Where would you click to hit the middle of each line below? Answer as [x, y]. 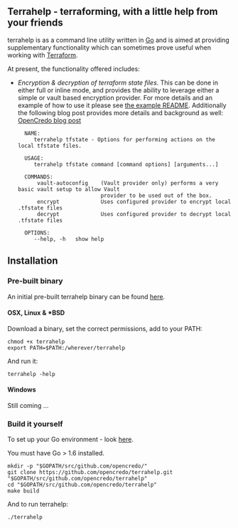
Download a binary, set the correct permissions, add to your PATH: [105, 328]
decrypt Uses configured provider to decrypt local [134, 214]
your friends [36, 23]
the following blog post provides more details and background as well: [120, 112]
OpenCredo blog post [49, 120]
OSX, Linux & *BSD [36, 313]
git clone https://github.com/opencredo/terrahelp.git [90, 473]
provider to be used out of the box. [156, 195]
